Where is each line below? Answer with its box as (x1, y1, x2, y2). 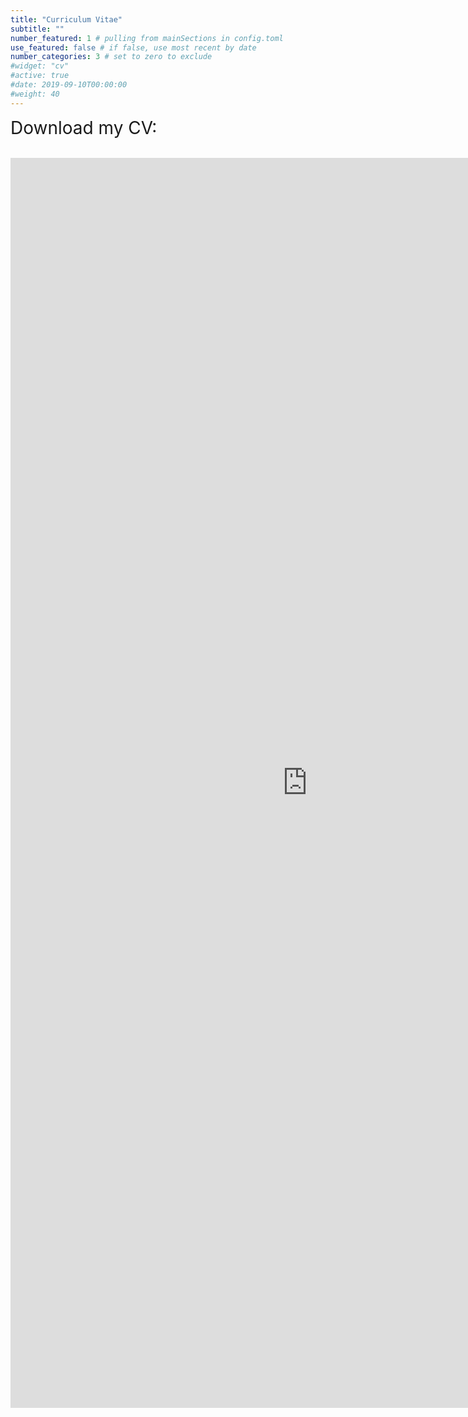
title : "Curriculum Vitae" (10, 14, 123, 25)
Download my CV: (10, 116, 158, 139)
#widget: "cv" (10, 61, 70, 71)
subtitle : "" (10, 24, 65, 34)
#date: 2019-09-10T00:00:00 (10, 80, 128, 90)
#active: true (10, 71, 70, 81)
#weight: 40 (10, 89, 60, 99)
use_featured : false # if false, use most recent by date (10, 42, 257, 53)
